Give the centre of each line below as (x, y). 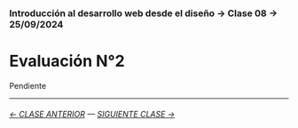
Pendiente (28, 85)
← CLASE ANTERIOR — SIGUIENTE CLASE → (92, 115)
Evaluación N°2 (67, 61)
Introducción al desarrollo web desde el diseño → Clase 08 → (143, 13)
